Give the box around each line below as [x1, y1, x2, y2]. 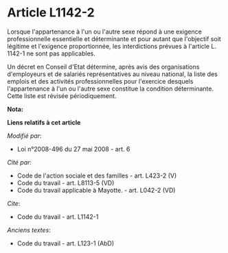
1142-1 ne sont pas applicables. [7, 49, 96, 58]
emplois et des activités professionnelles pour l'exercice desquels [7, 77, 194, 85]
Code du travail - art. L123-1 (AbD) [16, 239, 115, 248]
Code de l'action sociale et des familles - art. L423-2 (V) [16, 171, 177, 180]
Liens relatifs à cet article [7, 118, 81, 126]
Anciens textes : [7, 226, 52, 234]
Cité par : [7, 158, 32, 166]
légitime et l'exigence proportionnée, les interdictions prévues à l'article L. [7, 42, 216, 50]
